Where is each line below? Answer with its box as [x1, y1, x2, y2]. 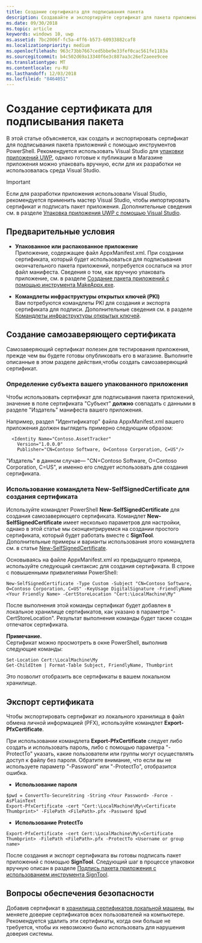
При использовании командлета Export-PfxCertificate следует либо [6, 738, 183, 745]
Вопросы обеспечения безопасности [6, 888, 155, 898]
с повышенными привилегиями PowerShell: [6, 569, 118, 576]
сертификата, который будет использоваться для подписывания [14, 255, 182, 263]
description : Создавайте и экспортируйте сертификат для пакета [6, 14, 171, 20]
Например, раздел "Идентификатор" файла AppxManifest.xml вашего [6, 418, 185, 425]
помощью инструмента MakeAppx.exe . [14, 281, 115, 288]
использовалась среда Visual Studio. [6, 167, 101, 174]
